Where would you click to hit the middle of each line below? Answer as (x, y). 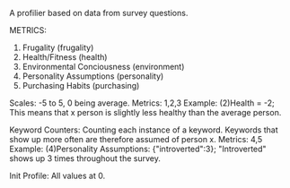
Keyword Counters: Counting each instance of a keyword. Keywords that (144, 130)
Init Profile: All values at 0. (57, 175)
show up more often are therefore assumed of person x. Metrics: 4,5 (136, 139)
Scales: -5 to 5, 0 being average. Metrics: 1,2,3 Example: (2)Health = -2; (142, 103)
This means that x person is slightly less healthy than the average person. (145, 112)
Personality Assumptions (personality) (93, 76)
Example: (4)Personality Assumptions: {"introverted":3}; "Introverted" (138, 149)
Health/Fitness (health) (65, 57)
